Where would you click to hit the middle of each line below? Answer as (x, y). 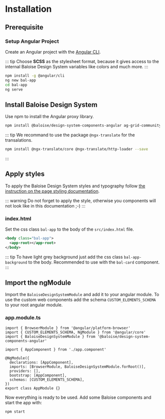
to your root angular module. (34, 305)
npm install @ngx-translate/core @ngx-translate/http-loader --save (77, 149)
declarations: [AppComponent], (41, 362)
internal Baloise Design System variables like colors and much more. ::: (77, 66)
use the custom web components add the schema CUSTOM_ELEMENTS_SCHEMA (81, 300)
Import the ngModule (38, 283)
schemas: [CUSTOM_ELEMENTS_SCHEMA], (47, 380)
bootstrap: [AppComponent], (38, 375)
